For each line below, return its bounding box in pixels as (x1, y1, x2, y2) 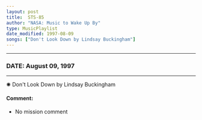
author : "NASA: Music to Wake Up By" (6, 20, 101, 26)
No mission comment (14, 108, 68, 115)
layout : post (6, 8, 39, 15)
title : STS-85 (6, 14, 44, 20)
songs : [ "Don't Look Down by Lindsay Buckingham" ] (6, 36, 136, 42)
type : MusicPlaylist (6, 25, 58, 32)
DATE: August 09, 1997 (6, 61, 75, 70)
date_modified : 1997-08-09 (6, 31, 74, 37)
